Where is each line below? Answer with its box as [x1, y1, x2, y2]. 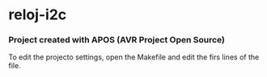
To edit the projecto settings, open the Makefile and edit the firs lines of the [8, 52, 260, 62]
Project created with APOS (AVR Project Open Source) [8, 34, 225, 46]
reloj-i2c [8, 6, 67, 24]
